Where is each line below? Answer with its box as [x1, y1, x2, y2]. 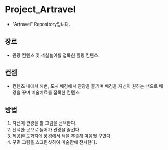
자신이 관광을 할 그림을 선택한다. [12, 120, 77, 126]
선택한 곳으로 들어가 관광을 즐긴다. [12, 127, 81, 133]
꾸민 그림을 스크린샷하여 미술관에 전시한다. [12, 139, 98, 145]
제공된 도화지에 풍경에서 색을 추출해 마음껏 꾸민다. [12, 133, 112, 139]
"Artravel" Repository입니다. [12, 21, 71, 27]
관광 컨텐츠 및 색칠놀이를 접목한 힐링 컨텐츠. [12, 52, 100, 58]
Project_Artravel [5, 4, 76, 15]
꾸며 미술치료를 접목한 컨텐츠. [21, 89, 81, 95]
